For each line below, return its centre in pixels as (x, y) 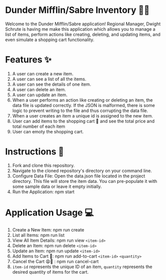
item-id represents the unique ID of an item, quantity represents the (82, 267)
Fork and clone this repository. (43, 165)
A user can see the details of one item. (52, 84)
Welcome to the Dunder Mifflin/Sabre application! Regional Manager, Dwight (83, 24)
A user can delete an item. (39, 89)
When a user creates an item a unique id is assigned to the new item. (83, 115)
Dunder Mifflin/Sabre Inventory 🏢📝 (78, 10)
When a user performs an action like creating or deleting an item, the (83, 100)
